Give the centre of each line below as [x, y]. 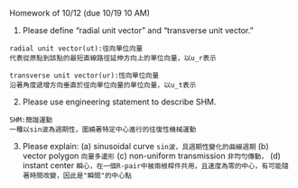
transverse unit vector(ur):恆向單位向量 [84, 76]
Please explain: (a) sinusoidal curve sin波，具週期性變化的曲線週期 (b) [145, 146]
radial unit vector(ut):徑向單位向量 [76, 49]
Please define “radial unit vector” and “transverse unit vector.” [138, 30]
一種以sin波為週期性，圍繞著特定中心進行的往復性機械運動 [103, 130]
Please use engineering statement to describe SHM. [119, 102]
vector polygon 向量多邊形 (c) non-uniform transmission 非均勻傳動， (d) [152, 156]
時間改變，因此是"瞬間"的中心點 [81, 175]
